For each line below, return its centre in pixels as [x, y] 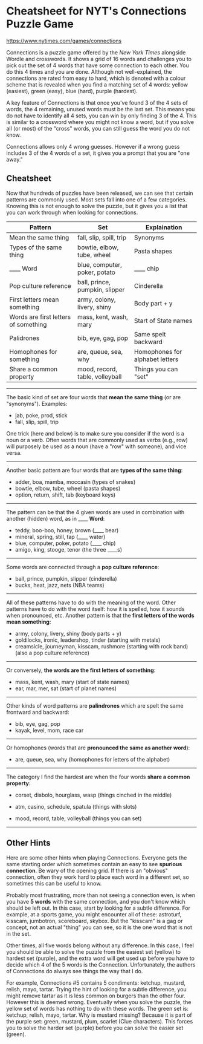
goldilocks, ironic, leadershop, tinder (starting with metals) [88, 640]
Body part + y [153, 303]
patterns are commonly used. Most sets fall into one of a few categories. [97, 199]
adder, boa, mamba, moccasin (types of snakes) [75, 481]
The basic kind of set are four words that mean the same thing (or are [94, 397]
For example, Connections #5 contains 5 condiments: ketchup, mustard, [96, 983]
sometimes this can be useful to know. [54, 883]
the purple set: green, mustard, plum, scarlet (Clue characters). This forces [100, 1021]
